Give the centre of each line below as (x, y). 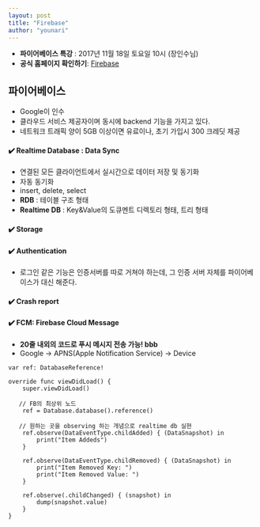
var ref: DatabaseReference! (56, 368)
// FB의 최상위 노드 (47, 404)
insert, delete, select (53, 191)
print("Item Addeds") (72, 440)
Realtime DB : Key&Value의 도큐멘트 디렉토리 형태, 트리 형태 (114, 210)
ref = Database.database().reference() (88, 411)
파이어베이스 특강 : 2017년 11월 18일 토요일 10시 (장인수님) (109, 54)
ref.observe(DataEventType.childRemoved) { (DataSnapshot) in (127, 461)
